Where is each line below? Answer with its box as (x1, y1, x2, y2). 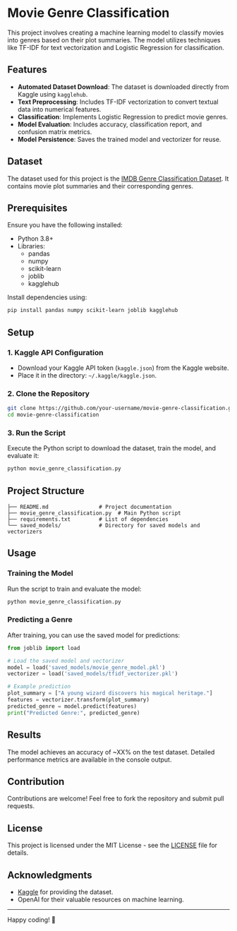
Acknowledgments (7, 869, 93, 881)
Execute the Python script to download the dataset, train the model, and (7, 444, 217, 452)
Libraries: (17, 242, 46, 251)
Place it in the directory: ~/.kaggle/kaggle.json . (17, 371, 157, 379)
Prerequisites (7, 202, 68, 214)
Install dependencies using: (7, 293, 87, 301)
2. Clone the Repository (7, 388, 90, 398)
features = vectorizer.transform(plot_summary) (7, 697, 150, 704)
